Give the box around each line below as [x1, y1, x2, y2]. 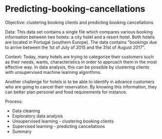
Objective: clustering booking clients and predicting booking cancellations [5, 19, 154, 25]
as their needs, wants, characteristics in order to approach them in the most [5, 59, 157, 65]
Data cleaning [12, 108, 40, 114]
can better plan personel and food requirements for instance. [5, 89, 127, 95]
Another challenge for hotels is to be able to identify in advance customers [5, 79, 155, 85]
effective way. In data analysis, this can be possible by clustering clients [5, 64, 150, 70]
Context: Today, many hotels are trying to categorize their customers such [5, 53, 154, 59]
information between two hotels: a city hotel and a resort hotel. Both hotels [5, 34, 155, 40]
